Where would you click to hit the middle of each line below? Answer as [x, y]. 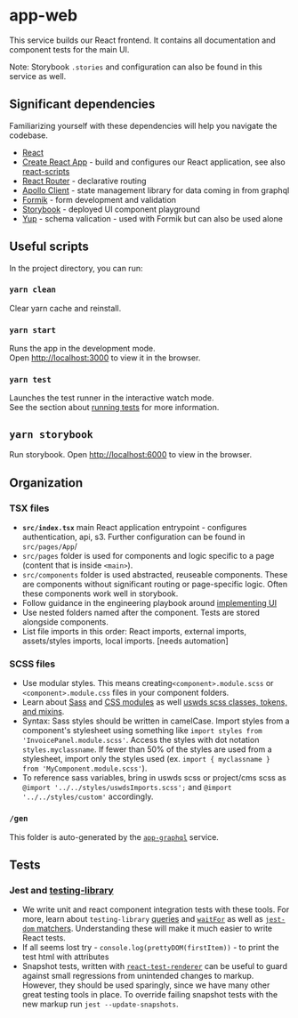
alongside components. [65, 622]
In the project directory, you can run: [76, 268]
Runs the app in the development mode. [82, 349]
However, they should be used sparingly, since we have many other [146, 985]
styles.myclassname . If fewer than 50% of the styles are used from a [147, 749]
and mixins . [43, 712]
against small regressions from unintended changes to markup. [138, 976]
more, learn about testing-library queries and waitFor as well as [143, 919]
